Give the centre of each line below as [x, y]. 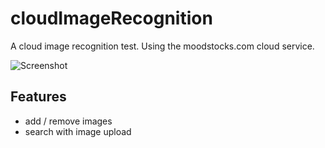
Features [38, 97]
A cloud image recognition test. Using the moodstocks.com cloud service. [162, 46]
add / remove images [68, 121]
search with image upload [78, 131]
